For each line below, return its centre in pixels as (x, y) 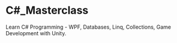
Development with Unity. (36, 33)
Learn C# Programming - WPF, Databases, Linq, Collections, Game (88, 27)
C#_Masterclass (47, 10)
